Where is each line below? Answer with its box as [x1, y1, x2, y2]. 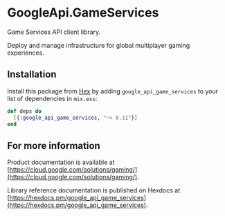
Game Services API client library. [7, 28, 101, 36]
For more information [7, 140, 100, 152]
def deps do [7, 107, 42, 115]
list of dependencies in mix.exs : [7, 94, 98, 102]
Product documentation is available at [7, 158, 115, 167]
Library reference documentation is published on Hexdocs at [7, 186, 181, 195]
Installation [7, 69, 57, 80]
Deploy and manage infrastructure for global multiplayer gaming [7, 41, 190, 49]
